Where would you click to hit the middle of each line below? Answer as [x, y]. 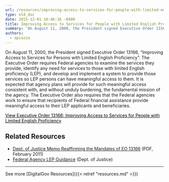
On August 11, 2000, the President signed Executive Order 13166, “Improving [84, 52]
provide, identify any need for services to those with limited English [75, 68]
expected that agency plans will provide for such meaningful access [76, 84]
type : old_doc [20, 15]
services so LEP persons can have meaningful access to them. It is [74, 79]
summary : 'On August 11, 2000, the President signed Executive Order [80, 29]
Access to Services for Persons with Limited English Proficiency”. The [77, 57]
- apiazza [20, 38]
